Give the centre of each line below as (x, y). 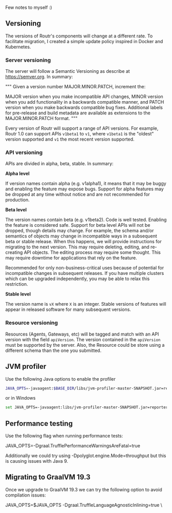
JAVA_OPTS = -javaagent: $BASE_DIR (40, 388)
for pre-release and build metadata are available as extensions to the (78, 113)
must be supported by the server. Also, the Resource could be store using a (85, 345)
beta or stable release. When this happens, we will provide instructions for (84, 242)
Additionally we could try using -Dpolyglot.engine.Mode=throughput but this (86, 456)
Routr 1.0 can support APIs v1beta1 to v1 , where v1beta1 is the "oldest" (80, 134)
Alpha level (17, 173)
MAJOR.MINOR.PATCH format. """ (41, 119)
